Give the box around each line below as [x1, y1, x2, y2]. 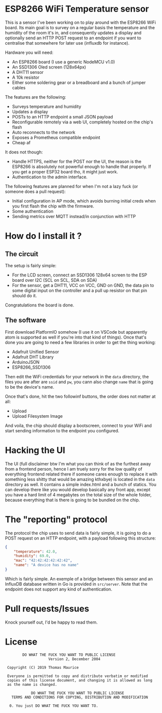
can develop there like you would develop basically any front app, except [5, 487, 151, 492]
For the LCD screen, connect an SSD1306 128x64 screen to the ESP [12, 272, 147, 278]
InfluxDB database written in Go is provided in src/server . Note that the [5, 581, 147, 587]
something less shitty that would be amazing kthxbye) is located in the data [5, 476, 155, 482]
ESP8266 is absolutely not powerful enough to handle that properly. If [12, 164, 151, 170]
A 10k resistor [12, 74, 40, 80]
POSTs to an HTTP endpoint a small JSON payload [12, 114, 113, 119]
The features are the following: [5, 94, 66, 100]
